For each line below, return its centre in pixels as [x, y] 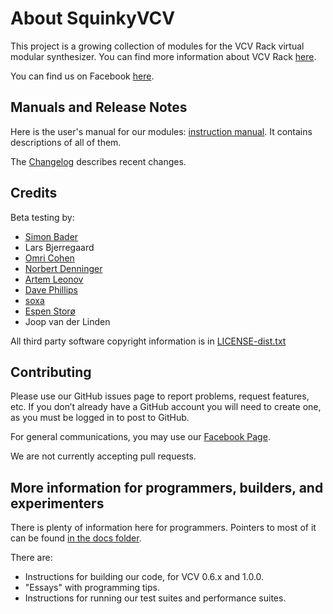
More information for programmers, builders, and [167, 487]
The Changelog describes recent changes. [98, 161]
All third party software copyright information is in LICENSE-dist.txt [148, 341]
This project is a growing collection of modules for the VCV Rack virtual [157, 46]
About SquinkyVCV [93, 18]
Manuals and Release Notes [99, 107]
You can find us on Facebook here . [82, 76]
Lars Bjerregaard [59, 247]
